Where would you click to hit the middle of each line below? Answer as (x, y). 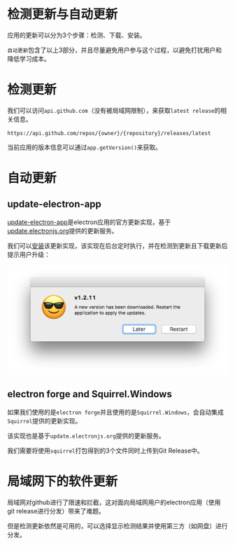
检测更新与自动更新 (63, 14)
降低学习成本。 (29, 58)
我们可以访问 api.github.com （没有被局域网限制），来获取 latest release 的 (114, 110)
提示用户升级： (29, 254)
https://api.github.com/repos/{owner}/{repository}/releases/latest (109, 133)
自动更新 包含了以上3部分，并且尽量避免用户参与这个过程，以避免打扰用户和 (115, 50)
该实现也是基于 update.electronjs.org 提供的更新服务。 (86, 436)
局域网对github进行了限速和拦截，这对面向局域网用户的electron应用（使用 (114, 502)
